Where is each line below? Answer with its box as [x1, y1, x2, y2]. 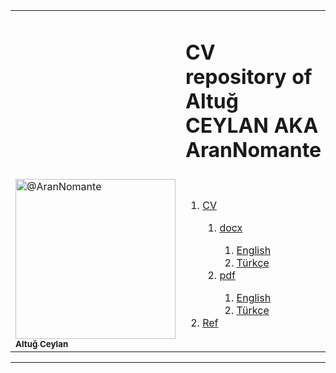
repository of [185, 64, 313, 89]
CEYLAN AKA [185, 112, 319, 138]
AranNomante [185, 137, 322, 163]
